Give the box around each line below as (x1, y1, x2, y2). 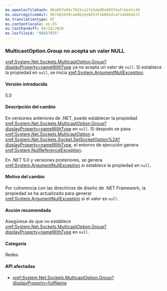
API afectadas (5, 263, 35, 269)
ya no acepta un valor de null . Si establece (72, 64, 162, 70)
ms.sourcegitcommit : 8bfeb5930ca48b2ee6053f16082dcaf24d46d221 (5, 12, 140, 17)
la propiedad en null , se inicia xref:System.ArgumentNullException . (5, 69, 144, 76)
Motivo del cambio (5, 174, 45, 180)
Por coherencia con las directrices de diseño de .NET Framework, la (5, 185, 146, 191)
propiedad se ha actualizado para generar (5, 190, 92, 196)
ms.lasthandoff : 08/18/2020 (5, 26, 64, 31)
